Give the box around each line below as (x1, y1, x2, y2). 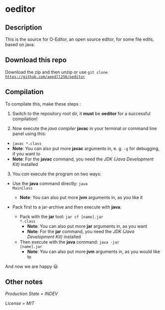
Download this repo (5, 56, 67, 64)
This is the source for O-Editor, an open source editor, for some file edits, (5, 36, 155, 42)
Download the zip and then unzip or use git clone (5, 69, 108, 75)
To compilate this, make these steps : (5, 101, 81, 107)
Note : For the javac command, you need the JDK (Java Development (12, 156, 154, 162)
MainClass (12, 186, 33, 191)
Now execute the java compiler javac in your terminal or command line (12, 125, 157, 131)
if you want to (12, 151, 41, 156)
